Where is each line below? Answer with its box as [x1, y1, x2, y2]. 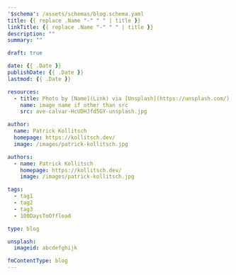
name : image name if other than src [20, 101, 129, 108]
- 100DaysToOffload [13, 212, 72, 220]
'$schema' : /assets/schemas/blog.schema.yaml [7, 10, 144, 18]
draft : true [7, 50, 43, 57]
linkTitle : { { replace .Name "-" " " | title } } [7, 23, 154, 30]
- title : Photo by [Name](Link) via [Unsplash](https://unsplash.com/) [13, 95, 230, 102]
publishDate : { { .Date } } [7, 69, 84, 76]
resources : [7, 88, 40, 96]
